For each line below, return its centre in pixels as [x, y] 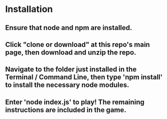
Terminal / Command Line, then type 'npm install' [84, 77]
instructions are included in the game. [66, 110]
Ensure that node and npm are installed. [69, 28]
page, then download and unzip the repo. [71, 52]
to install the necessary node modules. [67, 85]
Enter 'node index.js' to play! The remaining [75, 102]
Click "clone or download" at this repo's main [78, 44]
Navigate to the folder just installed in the [71, 69]
